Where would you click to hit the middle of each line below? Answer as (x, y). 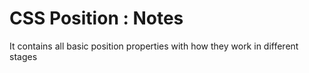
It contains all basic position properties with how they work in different (154, 46)
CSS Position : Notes (96, 18)
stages (23, 56)
